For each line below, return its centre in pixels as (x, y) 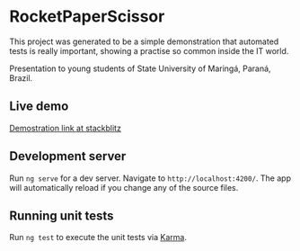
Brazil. (21, 77)
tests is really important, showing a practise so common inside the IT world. (149, 50)
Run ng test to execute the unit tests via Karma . (98, 238)
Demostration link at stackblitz (65, 128)
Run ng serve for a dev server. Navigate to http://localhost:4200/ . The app (150, 178)
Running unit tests (62, 215)
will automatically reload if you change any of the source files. (124, 187)
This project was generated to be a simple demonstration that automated (144, 41)
